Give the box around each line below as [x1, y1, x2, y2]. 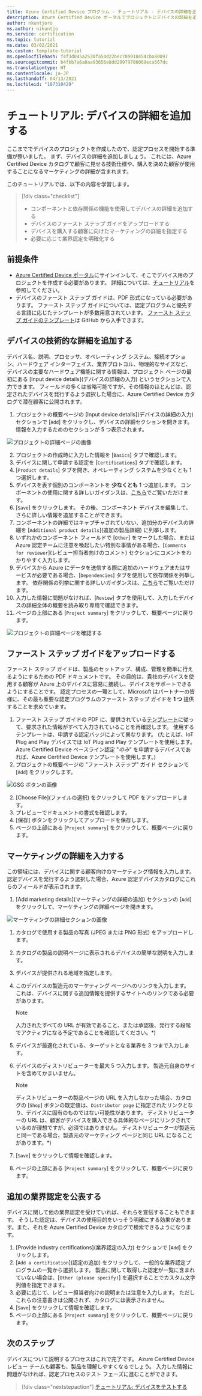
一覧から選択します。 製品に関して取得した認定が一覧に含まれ [41, 1266, 195, 1273]
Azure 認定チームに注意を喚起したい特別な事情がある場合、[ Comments [15, 541, 186, 549]
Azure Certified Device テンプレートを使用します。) [31, 754, 156, 761]
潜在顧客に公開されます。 [22, 398, 86, 405]
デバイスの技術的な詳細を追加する [7, 336, 133, 346]
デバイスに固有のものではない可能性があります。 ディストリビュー [26, 1109, 189, 1117]
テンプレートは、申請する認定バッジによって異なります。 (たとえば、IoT [15, 731, 194, 738]
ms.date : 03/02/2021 [7, 43, 59, 49]
